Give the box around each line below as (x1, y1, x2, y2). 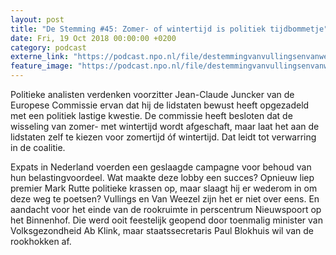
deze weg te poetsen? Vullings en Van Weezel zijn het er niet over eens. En (10, 193, 320, 205)
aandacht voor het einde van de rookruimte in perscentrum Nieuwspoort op (10, 204, 322, 215)
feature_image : (10, 61, 74, 71)
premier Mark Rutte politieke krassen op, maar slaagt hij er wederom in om (10, 182, 318, 194)
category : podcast (10, 42, 87, 53)
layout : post (10, 14, 65, 25)
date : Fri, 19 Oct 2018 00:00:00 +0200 (10, 33, 177, 43)
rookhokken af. (10, 236, 72, 247)
